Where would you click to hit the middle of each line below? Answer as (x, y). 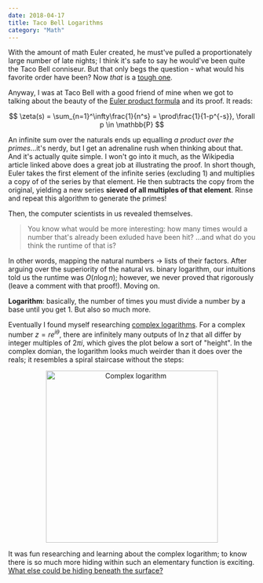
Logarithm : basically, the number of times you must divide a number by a (127, 301)
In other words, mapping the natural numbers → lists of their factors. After (128, 261)
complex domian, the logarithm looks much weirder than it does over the (125, 352)
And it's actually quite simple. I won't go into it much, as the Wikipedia (121, 157)
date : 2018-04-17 (37, 15)
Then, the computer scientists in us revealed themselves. (100, 214)
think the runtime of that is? (71, 245)
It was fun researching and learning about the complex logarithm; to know (128, 554)
